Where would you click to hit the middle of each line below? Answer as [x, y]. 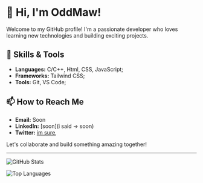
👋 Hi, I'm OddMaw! [54, 12]
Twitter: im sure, [36, 132]
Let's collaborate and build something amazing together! [76, 144]
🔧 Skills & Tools [35, 55]
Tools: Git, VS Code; [40, 82]
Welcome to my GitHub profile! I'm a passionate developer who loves [92, 29]
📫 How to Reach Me [45, 102]
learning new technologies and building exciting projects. [77, 35]
